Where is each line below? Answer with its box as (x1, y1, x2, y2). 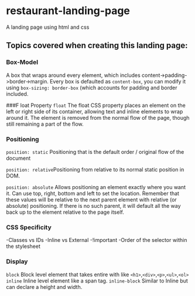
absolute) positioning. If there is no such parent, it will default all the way (6, 202, 181, 209)
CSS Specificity (6, 223, 52, 231)
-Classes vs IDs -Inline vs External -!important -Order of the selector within (6, 237, 187, 244)
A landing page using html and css (6, 23, 90, 31)
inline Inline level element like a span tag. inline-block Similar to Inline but (6, 277, 189, 284)
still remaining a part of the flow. (6, 120, 84, 127)
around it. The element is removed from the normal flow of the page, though (6, 114, 190, 121)
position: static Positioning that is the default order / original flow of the (6, 148, 184, 155)
